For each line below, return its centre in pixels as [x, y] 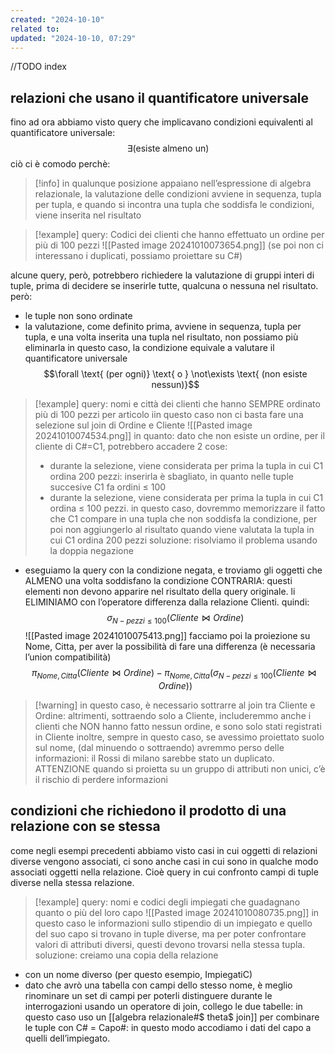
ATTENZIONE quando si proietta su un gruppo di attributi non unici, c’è [180, 768]
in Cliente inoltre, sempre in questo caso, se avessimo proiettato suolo [179, 737]
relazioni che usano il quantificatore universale [160, 97]
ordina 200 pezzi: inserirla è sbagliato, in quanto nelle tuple [171, 477]
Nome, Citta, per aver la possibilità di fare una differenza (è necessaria [170, 646]
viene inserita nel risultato [88, 215]
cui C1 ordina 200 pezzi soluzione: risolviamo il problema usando [183, 540]
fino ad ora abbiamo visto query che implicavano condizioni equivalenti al [161, 122]
